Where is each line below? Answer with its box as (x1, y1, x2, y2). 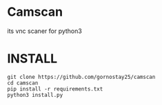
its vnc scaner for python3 (7, 27, 83, 35)
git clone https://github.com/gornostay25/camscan (7, 73, 156, 80)
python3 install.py (7, 91, 63, 98)
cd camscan (7, 80, 39, 86)
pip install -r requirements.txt (7, 85, 103, 93)
